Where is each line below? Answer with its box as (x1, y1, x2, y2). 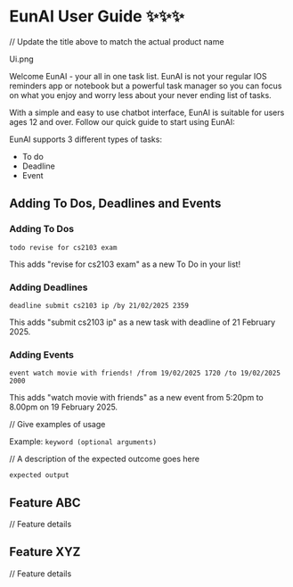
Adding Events (9, 348, 74, 360)
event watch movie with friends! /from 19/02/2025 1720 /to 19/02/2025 (9, 368, 281, 378)
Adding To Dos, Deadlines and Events (9, 196, 222, 211)
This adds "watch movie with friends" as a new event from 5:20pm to (9, 393, 265, 403)
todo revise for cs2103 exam (9, 243, 118, 252)
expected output (9, 471, 69, 480)
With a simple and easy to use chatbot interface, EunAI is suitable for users (9, 107, 285, 118)
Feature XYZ (9, 544, 81, 559)
